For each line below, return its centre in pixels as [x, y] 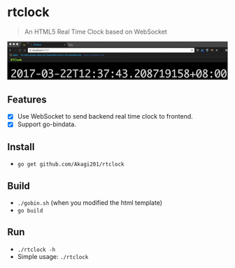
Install [21, 147]
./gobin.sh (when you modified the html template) [90, 203]
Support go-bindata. [47, 124]
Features [27, 99]
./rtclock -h [36, 250]
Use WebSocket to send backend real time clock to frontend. [105, 116]
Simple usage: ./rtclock [53, 256]
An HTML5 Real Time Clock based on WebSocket [96, 32]
